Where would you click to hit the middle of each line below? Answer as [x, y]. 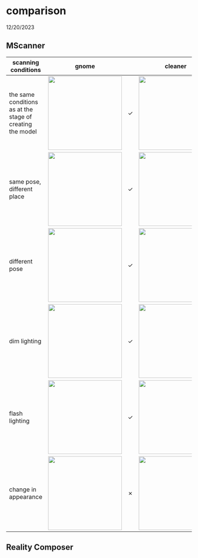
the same [22, 94]
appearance [26, 497]
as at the [21, 109]
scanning [26, 62]
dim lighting [25, 341]
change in [23, 490]
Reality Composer [40, 547]
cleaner [176, 66]
